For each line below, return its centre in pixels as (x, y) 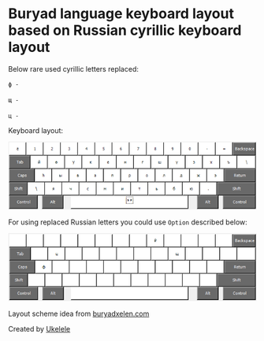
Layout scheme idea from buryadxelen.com (79, 314)
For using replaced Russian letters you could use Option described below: (128, 222)
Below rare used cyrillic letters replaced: (74, 69)
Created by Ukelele (39, 329)
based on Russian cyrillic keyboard (125, 30)
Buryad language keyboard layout (121, 14)
